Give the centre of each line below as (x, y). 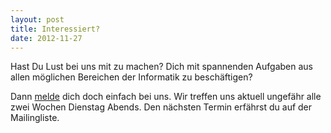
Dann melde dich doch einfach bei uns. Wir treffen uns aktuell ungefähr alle (166, 97)
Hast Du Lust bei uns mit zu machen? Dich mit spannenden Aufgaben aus (161, 67)
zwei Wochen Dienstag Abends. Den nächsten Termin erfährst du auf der (161, 107)
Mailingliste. (35, 118)
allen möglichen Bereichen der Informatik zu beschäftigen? (131, 77)
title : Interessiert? (55, 29)
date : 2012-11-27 (46, 38)
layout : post (37, 19)
